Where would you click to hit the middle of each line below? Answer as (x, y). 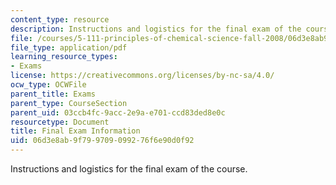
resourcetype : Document (60, 122)
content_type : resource (60, 19)
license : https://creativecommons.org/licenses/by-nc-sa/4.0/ (142, 76)
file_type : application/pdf (69, 47)
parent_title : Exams (53, 94)
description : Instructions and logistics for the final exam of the (156, 29)
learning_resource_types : (64, 57)
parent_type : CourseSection (69, 103)
